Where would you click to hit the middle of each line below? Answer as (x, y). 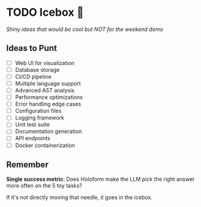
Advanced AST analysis (44, 90)
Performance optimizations (49, 97)
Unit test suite (32, 124)
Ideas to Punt (32, 48)
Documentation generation (48, 131)
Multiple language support (48, 83)
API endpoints (32, 138)
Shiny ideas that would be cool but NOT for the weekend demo (85, 29)
